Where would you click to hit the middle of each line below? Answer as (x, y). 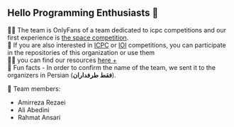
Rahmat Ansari (39, 117)
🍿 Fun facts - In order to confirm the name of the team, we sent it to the (112, 67)
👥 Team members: (34, 88)
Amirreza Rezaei (41, 102)
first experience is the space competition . (68, 37)
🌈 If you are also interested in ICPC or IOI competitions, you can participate (117, 45)
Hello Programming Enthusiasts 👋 (83, 13)
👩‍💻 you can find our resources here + (62, 60)
